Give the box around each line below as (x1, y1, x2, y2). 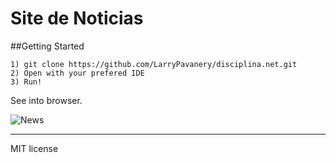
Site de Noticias (10, 7, 144, 30)
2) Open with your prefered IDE (10, 68, 145, 78)
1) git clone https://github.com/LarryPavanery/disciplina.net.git (10, 59, 298, 69)
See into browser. (10, 94, 83, 106)
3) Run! (10, 77, 43, 87)
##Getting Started (10, 40, 85, 52)
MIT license (10, 142, 59, 154)
